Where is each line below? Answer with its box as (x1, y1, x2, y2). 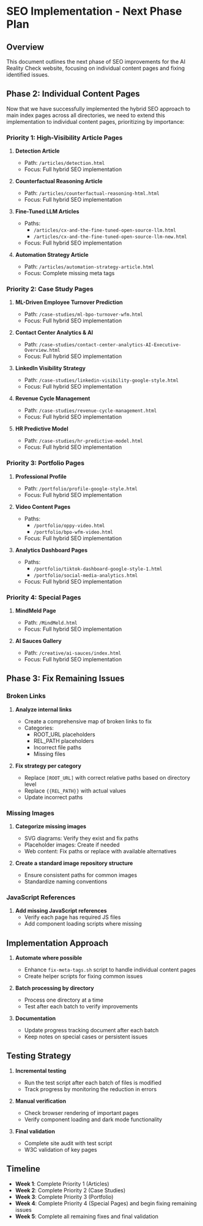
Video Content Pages (15, 503, 71, 510)
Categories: (24, 724, 54, 731)
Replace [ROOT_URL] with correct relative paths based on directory (24, 774, 191, 781)
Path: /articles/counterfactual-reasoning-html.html (24, 189, 160, 197)
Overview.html (24, 348, 61, 354)
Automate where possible (15, 954, 83, 962)
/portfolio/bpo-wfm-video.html (33, 529, 113, 535)
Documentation (15, 1015, 56, 1022)
